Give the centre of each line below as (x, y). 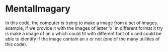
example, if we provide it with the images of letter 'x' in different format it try (84, 28)
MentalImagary (38, 9)
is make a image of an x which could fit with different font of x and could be (83, 33)
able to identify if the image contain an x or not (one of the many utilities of (82, 39)
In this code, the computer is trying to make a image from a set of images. (82, 23)
